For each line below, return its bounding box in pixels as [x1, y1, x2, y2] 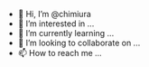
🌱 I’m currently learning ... [17, 28, 115, 38]
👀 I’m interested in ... [17, 18, 95, 29]
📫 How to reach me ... [17, 48, 102, 58]
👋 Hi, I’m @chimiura [17, 9, 92, 19]
